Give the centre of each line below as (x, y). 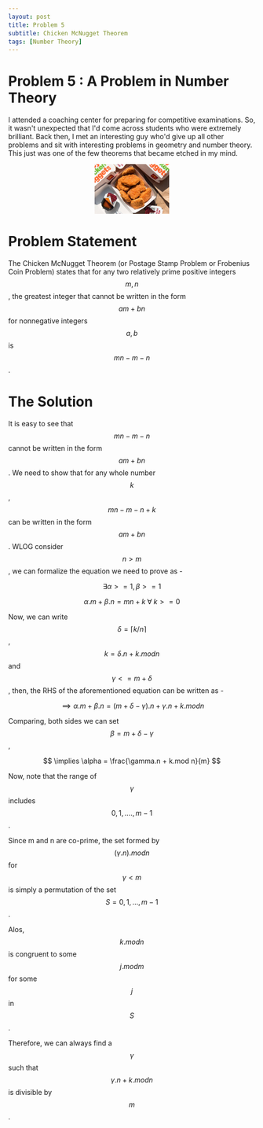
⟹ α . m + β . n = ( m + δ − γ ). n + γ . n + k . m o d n (133, 706)
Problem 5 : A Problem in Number (119, 81)
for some (23, 979)
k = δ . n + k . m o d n (132, 654)
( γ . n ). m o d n (132, 853)
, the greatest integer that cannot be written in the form (97, 296)
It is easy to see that (41, 423)
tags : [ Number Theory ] (45, 42)
